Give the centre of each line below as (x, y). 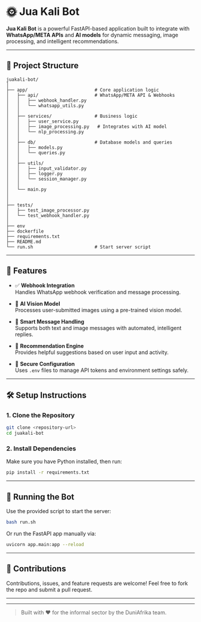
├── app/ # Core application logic (83, 90)
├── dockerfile (25, 231)
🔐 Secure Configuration (45, 364)
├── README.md (24, 242)
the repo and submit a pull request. (49, 589)
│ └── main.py (26, 189)
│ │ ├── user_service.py (42, 121)
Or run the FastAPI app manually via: (51, 533)
